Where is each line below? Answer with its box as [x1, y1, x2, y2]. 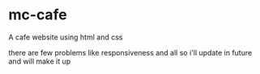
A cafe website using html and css [8, 32, 123, 42]
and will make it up [8, 56, 71, 66]
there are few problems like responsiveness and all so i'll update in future [8, 47, 253, 57]
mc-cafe [8, 6, 67, 24]
